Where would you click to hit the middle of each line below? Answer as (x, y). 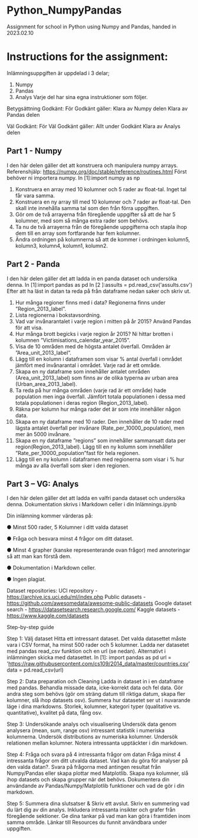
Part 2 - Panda (34, 264)
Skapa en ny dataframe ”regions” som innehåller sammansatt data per (100, 440)
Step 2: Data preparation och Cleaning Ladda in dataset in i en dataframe (95, 682)
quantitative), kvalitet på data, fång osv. (55, 713)
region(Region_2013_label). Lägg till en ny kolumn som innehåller (94, 447)
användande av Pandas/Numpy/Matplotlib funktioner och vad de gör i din (96, 786)
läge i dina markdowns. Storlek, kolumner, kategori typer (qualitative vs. (94, 706)
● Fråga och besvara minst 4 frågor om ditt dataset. (70, 539)
